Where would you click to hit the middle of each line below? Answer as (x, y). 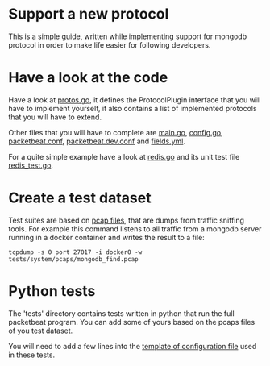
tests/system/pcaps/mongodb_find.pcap (73, 259)
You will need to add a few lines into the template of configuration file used (133, 346)
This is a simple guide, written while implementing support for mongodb (128, 36)
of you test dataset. (41, 331)
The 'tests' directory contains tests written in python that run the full (122, 313)
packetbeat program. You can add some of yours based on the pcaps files (132, 322)
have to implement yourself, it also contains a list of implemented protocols (133, 108)
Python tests (52, 291)
